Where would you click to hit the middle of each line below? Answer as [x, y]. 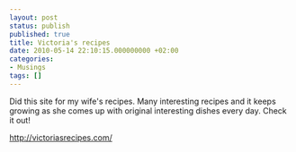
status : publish [40, 26]
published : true [40, 34]
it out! [20, 120]
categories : [31, 59]
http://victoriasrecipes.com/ [61, 137]
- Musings [28, 68]
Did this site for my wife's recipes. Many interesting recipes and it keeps [143, 101]
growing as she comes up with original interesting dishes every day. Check [148, 110]
